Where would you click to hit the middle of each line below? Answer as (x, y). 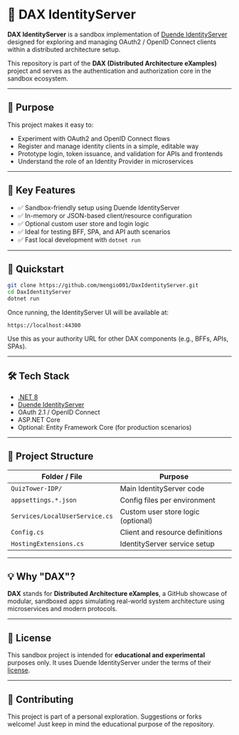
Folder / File (62, 476)
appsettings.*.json (44, 500)
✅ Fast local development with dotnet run (79, 240)
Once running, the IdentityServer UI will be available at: (88, 312)
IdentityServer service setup (167, 543)
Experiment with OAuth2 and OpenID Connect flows (94, 138)
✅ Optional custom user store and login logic (83, 223)
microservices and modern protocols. (62, 609)
